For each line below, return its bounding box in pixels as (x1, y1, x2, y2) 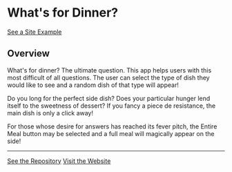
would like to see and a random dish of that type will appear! (7, 81, 180, 89)
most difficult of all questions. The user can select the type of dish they (7, 73, 210, 82)
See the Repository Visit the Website (7, 157, 111, 165)
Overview (7, 48, 50, 59)
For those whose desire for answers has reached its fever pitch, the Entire (7, 122, 217, 131)
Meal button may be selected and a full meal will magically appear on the (7, 129, 215, 137)
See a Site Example (7, 28, 62, 36)
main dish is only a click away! (7, 108, 94, 117)
